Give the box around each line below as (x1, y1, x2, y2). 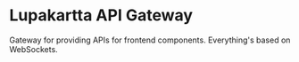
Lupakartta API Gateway (9, 5, 194, 26)
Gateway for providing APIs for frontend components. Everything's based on (9, 35, 291, 45)
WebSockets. (9, 43, 58, 54)
